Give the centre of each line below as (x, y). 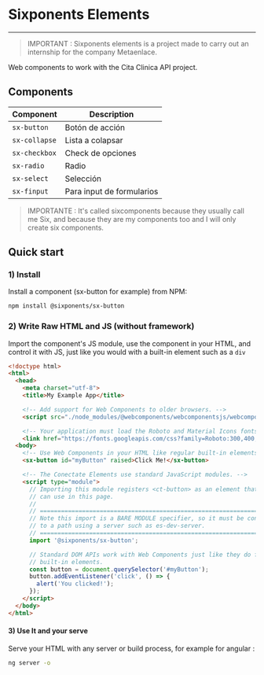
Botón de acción (95, 127)
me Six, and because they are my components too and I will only (132, 219)
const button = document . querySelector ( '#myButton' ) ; (119, 569)
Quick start (36, 252)
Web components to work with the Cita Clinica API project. (103, 67)
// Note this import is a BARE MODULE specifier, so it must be (136, 518)
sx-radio (28, 166)
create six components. (66, 227)
